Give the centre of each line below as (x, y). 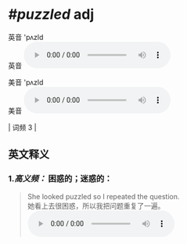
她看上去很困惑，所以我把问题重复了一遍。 (96, 206)
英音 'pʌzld (26, 37)
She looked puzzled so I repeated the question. (103, 196)
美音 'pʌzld (26, 82)
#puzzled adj (51, 15)
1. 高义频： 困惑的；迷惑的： (60, 179)
